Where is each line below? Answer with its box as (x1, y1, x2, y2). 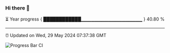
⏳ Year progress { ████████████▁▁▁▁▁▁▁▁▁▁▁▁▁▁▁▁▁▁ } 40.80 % (5, 16, 165, 22)
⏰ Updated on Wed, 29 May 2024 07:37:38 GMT (5, 32, 107, 38)
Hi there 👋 (5, 4, 30, 11)
